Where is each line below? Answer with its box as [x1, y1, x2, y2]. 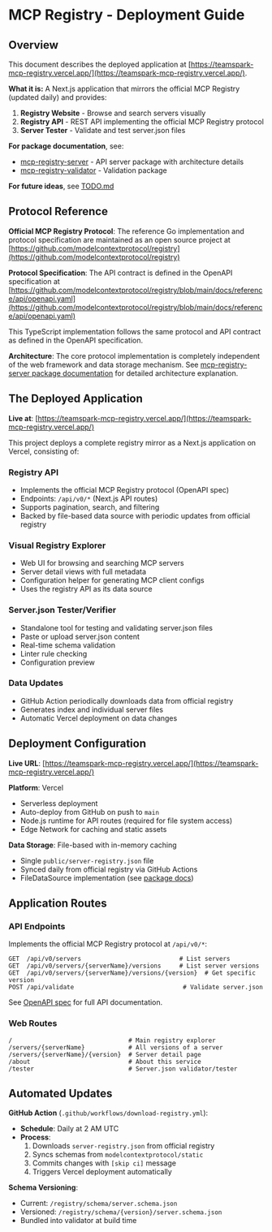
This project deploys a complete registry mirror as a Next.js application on [8, 437, 257, 447]
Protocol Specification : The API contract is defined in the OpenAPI [8, 268, 233, 278]
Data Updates [8, 678, 63, 689]
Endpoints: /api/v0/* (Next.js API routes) [19, 493, 158, 503]
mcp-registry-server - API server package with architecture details [19, 157, 244, 166]
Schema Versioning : [8, 1182, 79, 1192]
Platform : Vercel [8, 782, 63, 792]
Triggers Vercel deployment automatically [32, 1167, 172, 1177]
